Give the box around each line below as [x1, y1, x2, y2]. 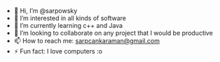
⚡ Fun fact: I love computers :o [13, 47, 103, 55]
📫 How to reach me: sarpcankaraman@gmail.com [13, 37, 160, 45]
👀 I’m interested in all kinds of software [13, 14, 126, 22]
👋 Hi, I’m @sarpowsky [13, 7, 78, 15]
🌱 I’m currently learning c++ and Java [13, 22, 123, 29]
